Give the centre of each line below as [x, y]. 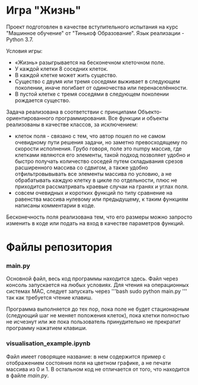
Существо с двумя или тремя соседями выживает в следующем [97, 81]
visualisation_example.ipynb [48, 343]
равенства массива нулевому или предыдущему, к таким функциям [101, 199]
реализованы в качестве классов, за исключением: [72, 124]
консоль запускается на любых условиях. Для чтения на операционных [98, 285]
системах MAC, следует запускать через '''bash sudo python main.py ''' [97, 291]
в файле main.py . [28, 375]
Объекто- [149, 112]
